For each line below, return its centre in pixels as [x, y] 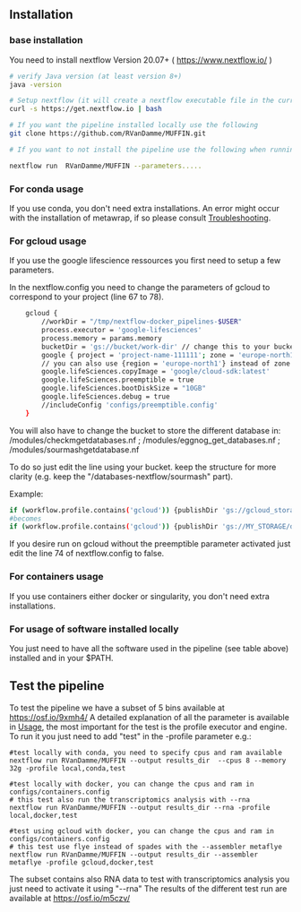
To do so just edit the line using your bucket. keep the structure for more [143, 467]
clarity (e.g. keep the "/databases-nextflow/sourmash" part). [121, 476]
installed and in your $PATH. [61, 658]
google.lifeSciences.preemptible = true [118, 380]
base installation [46, 40]
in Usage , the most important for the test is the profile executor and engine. [148, 727]
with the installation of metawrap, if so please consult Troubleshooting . [140, 218]
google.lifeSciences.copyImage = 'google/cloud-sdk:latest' [156, 372]
